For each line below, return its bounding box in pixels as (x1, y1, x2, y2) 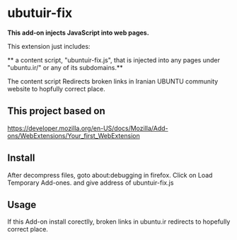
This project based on (7, 105, 105, 118)
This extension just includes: (7, 42, 91, 50)
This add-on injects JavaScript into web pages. (7, 28, 150, 37)
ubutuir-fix (7, 5, 73, 21)
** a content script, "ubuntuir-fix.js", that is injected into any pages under (7, 55, 221, 64)
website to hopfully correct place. (7, 84, 106, 93)
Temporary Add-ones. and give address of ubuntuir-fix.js (7, 178, 174, 187)
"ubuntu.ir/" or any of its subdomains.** (7, 63, 123, 72)
